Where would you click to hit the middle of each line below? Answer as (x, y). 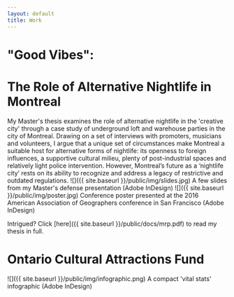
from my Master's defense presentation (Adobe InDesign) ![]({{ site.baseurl (116, 188)
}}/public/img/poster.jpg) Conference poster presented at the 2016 (103, 195)
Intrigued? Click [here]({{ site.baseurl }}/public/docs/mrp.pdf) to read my (112, 224)
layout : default (31, 14)
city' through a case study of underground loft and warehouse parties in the (116, 128)
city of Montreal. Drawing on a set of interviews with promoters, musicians (115, 136)
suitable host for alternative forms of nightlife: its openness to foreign (107, 150)
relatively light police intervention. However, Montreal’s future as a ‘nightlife (115, 166)
